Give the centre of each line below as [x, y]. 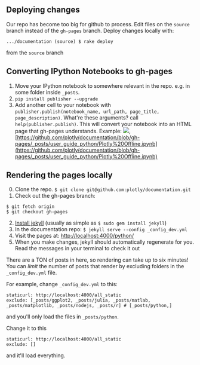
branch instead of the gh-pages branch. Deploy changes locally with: [90, 30]
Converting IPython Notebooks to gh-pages [90, 71]
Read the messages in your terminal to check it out [77, 249]
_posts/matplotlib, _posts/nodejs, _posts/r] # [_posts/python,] [89, 306]
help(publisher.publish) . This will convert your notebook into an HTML [103, 124]
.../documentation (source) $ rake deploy [60, 41]
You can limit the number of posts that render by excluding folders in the [95, 266]
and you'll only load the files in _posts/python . [63, 317]
